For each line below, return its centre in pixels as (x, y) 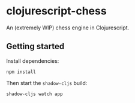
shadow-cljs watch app (34, 94)
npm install (21, 72)
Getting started (35, 46)
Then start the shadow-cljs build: (47, 83)
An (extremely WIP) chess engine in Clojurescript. (68, 28)
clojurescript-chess (56, 11)
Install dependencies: (33, 60)
